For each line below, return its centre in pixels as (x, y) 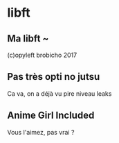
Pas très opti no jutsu (54, 77)
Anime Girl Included (51, 116)
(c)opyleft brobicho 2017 (42, 55)
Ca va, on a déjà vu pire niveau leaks (59, 93)
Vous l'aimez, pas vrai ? (41, 132)
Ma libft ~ (28, 39)
